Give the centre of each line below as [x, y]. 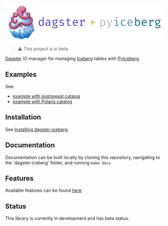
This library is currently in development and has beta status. [67, 218]
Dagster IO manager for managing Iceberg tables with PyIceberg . [73, 59]
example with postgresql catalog [46, 96]
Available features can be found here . [44, 190]
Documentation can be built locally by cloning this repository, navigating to [82, 157]
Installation [23, 117]
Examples [21, 74]
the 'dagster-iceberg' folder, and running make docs [58, 163]
